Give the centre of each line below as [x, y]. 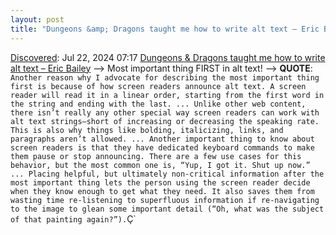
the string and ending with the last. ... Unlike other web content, [158, 104]
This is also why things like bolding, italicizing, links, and [147, 130]
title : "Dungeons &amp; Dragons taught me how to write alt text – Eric [165, 29]
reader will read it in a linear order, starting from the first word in [167, 95]
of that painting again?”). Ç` [73, 218]
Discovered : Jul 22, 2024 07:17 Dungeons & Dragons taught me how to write [168, 57]
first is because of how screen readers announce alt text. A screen [158, 86]
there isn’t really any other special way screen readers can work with [165, 112]
